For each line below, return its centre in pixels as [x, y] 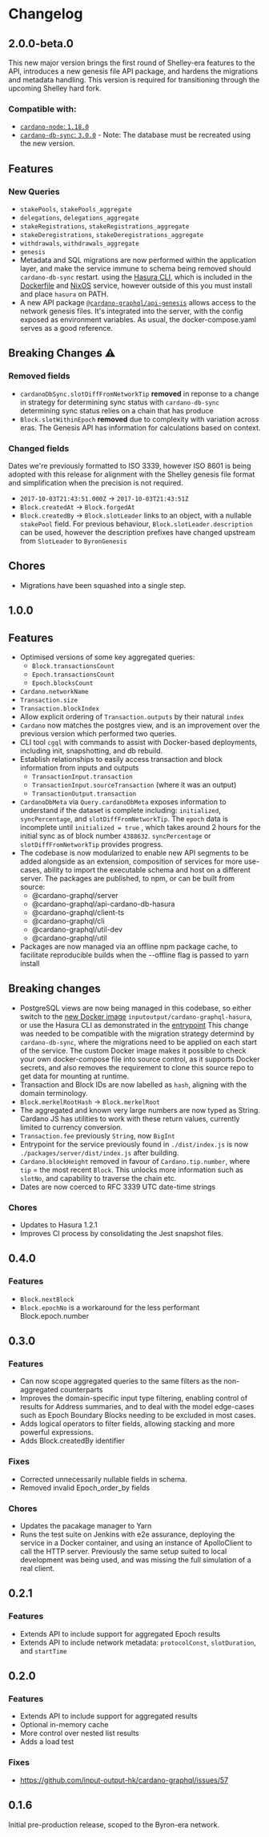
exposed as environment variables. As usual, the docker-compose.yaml [138, 319]
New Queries [34, 191]
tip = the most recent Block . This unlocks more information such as [132, 1170]
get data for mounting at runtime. [74, 1076]
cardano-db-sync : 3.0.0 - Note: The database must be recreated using [135, 135]
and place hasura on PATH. [64, 294]
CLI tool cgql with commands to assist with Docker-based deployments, [139, 742]
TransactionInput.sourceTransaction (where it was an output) [134, 784]
